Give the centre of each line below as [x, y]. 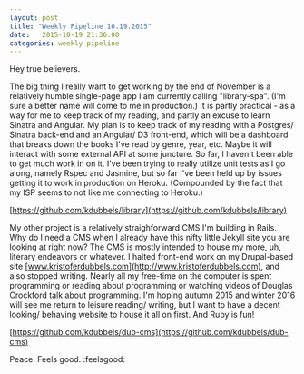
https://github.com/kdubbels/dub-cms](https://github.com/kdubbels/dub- [150, 332]
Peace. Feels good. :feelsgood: [67, 359]
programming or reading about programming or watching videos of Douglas [151, 286]
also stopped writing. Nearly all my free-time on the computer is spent [141, 276]
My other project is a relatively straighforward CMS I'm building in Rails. [143, 228]
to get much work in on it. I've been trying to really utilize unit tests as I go [147, 163]
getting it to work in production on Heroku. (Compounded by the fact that [146, 183]
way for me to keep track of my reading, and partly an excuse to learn [140, 115]
